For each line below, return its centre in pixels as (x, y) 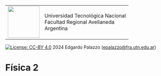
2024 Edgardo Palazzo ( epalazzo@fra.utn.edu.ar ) (104, 47)
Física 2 (22, 68)
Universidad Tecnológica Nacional (85, 16)
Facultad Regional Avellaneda (80, 22)
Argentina (56, 28)
